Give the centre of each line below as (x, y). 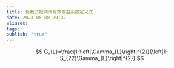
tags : (13, 29)
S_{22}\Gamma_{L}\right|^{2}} (98, 58)
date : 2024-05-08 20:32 (36, 18)
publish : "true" (27, 35)
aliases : (17, 23)
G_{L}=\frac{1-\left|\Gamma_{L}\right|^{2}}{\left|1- (106, 52)
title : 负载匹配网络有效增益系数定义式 (50, 12)
